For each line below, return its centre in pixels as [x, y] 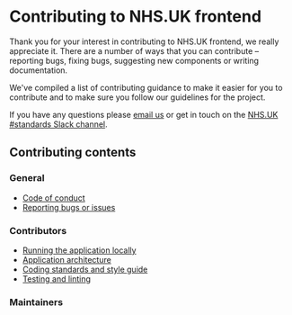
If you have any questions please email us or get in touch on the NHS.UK [144, 114]
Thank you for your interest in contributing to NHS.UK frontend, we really [144, 41]
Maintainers [36, 301]
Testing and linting [57, 279]
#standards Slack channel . [58, 124]
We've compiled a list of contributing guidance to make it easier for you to [146, 87]
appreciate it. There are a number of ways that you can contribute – [134, 50]
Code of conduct [53, 198]
